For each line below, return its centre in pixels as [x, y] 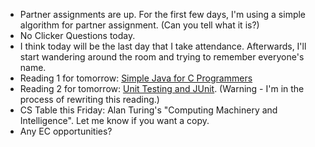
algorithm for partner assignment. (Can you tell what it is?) [139, 25]
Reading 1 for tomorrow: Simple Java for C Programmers [136, 78]
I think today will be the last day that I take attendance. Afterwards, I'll [163, 46]
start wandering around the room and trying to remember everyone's [162, 57]
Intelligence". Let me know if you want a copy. [114, 120]
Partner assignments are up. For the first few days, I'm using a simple [163, 14]
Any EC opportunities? [66, 131]
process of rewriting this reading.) [89, 99]
